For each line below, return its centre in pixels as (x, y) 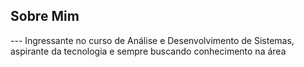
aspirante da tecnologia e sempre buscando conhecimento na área (148, 51)
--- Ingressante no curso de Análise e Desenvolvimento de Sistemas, (152, 40)
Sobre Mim (45, 16)
